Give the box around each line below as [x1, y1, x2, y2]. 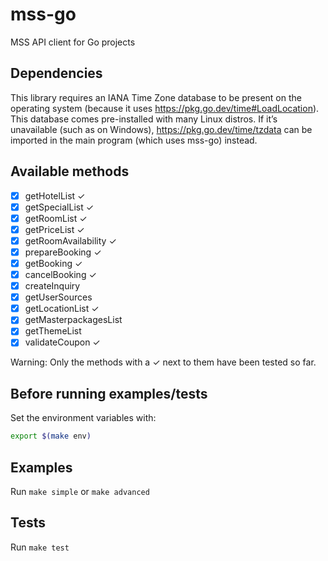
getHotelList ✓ [24, 189, 86, 202]
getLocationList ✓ [24, 303, 100, 315]
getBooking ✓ [24, 257, 83, 269]
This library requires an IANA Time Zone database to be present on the [10, 91, 302, 103]
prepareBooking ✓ [24, 246, 102, 258]
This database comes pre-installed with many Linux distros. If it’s [10, 113, 278, 125]
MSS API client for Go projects [10, 36, 136, 48]
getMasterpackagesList [24, 314, 123, 326]
